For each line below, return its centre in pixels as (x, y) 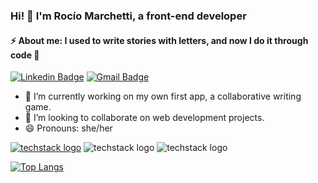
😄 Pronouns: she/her (68, 128)
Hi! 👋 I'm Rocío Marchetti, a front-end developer (128, 16)
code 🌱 (25, 55)
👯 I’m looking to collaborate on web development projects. (144, 118)
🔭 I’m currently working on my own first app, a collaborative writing (163, 96)
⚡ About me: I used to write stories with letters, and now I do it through (159, 40)
